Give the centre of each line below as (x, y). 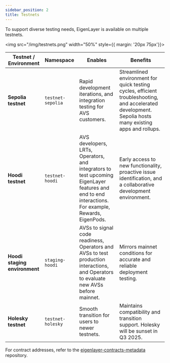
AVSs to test (94, 253)
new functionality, (140, 165)
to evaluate (92, 278)
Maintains (131, 306)
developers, (93, 143)
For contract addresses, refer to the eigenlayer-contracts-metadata (75, 350)
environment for (138, 78)
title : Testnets (22, 15)
